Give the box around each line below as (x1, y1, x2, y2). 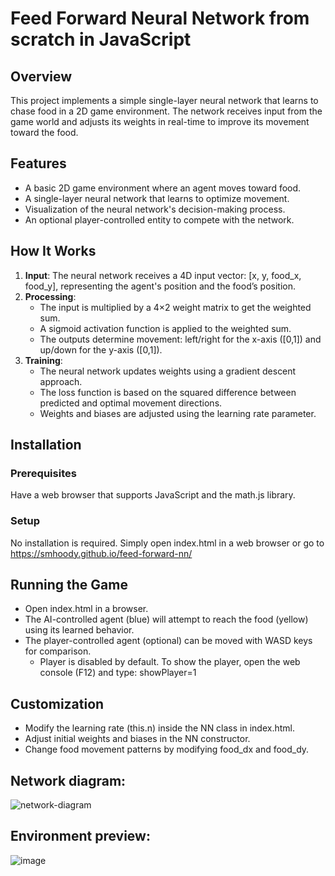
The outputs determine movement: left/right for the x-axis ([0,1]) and (39, 333, 322, 345)
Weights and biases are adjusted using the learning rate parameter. (39, 407, 317, 419)
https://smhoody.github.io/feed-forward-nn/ (10, 547, 193, 559)
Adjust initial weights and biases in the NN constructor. (24, 733, 251, 745)
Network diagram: (10, 772, 127, 789)
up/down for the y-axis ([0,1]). (39, 343, 163, 356)
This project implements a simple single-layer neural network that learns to (10, 95, 319, 106)
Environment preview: (10, 828, 151, 845)
